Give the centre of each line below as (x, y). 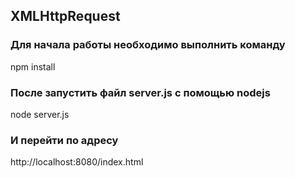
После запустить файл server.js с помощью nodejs (140, 92)
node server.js (40, 114)
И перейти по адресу (64, 140)
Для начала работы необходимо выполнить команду (148, 45)
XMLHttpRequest (65, 16)
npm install (33, 66)
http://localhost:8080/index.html (77, 162)
